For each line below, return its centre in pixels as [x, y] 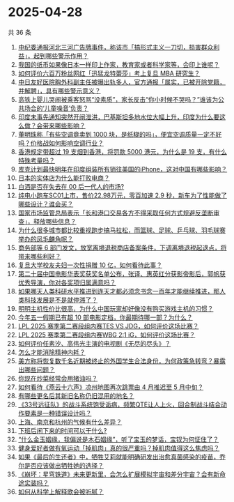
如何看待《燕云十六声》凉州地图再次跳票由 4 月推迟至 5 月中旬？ [111, 387]
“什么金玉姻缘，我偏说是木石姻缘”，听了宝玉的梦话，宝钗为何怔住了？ [118, 439]
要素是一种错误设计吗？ [58, 413]
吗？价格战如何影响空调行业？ [61, 143]
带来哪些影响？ [64, 125]
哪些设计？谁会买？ [46, 204]
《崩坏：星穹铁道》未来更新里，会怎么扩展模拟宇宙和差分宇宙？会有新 [119, 474]
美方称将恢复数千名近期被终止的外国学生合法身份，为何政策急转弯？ [116, 360]
